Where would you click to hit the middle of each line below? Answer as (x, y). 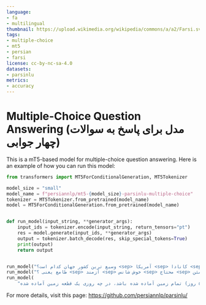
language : (19, 12)
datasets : (19, 69)
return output (35, 250)
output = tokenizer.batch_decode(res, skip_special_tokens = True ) (103, 239)
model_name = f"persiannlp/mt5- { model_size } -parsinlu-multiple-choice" (100, 194)
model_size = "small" (34, 188)
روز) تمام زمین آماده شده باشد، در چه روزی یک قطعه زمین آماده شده (108, 284)
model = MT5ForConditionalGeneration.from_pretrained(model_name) (93, 205)
